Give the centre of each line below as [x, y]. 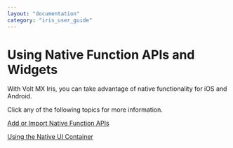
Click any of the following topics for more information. [85, 110]
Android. [20, 96]
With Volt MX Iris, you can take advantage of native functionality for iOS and [117, 89]
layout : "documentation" [44, 14]
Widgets [33, 69]
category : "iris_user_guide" [50, 20]
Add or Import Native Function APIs [59, 124]
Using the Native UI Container [50, 137]
